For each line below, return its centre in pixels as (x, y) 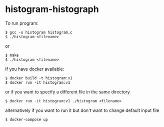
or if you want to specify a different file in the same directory (67, 92)
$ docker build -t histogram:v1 (39, 78)
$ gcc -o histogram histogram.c (39, 32)
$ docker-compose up (27, 119)
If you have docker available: (35, 69)
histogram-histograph (52, 9)
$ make (12, 55)
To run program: (22, 23)
